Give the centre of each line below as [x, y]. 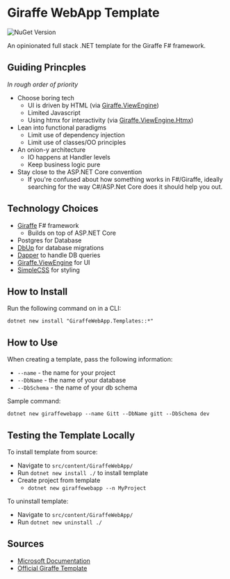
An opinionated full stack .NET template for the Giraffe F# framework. [107, 45]
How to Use [33, 342]
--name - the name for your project [66, 373]
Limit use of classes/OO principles [77, 142]
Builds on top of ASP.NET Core [72, 233]
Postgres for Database [49, 240]
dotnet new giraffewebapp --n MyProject [87, 488]
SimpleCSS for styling [48, 270]
